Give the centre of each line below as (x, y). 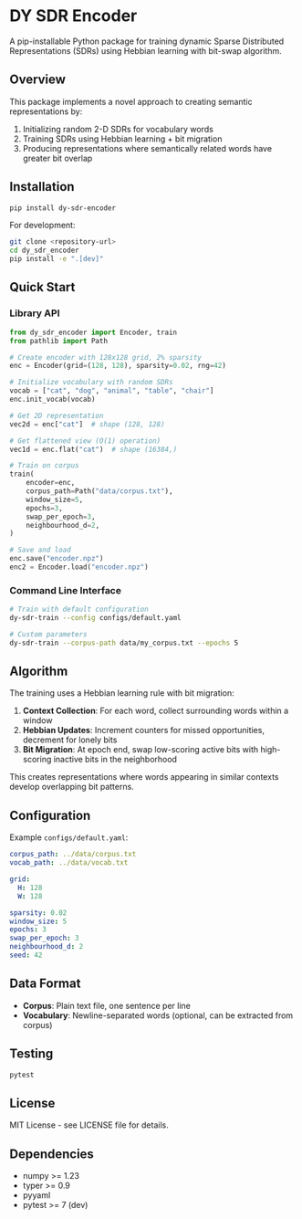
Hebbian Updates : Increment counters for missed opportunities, (143, 730)
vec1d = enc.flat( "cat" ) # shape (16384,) (94, 449)
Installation (42, 187)
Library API (35, 313)
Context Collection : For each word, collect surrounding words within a (156, 711)
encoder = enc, (51, 483)
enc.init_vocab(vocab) (52, 399)
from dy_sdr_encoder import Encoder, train (94, 332)
